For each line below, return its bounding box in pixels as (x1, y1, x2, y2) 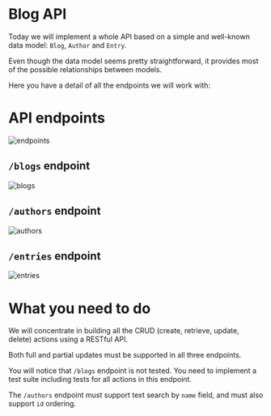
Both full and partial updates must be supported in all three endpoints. (8, 350, 242, 360)
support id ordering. (8, 399, 77, 409)
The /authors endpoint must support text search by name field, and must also (8, 390, 264, 400)
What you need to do (8, 299, 151, 317)
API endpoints (8, 109, 105, 127)
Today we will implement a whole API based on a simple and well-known (8, 32, 251, 41)
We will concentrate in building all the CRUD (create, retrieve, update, (8, 326, 240, 336)
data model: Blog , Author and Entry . (8, 40, 127, 49)
